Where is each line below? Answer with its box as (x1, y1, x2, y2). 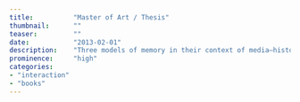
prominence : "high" (9, 54, 98, 63)
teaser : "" (9, 29, 82, 38)
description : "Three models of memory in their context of (9, 46, 246, 55)
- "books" (9, 79, 46, 88)
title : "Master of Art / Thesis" (9, 12, 170, 22)
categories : (9, 63, 54, 72)
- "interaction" (9, 71, 70, 80)
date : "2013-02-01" (9, 37, 122, 47)
